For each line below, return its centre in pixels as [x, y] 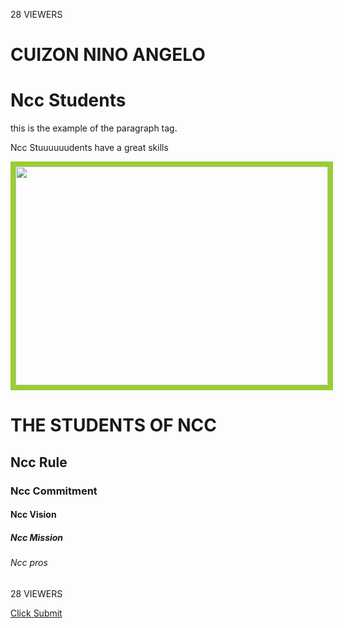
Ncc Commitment [54, 491]
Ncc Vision [33, 515]
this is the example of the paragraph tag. [94, 128]
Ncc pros [29, 563]
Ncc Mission [37, 537]
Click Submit [36, 613]
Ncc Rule [39, 462]
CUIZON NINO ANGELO [108, 55]
